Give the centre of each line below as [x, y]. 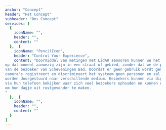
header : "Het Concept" [28, 14]
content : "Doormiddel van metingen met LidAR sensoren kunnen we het [87, 60]
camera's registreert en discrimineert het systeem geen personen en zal [83, 74]
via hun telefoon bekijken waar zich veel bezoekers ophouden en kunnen [82, 83]
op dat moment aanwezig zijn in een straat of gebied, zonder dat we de [82, 65]
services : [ [17, 23]
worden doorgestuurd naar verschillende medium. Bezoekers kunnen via [79, 79]
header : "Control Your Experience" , [52, 56]
